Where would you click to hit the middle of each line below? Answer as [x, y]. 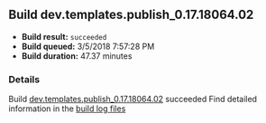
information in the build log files [67, 109]
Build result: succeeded [64, 36]
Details [24, 79]
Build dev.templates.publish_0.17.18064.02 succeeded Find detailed [133, 99]
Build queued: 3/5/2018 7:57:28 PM [88, 46]
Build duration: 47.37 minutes [77, 56]
